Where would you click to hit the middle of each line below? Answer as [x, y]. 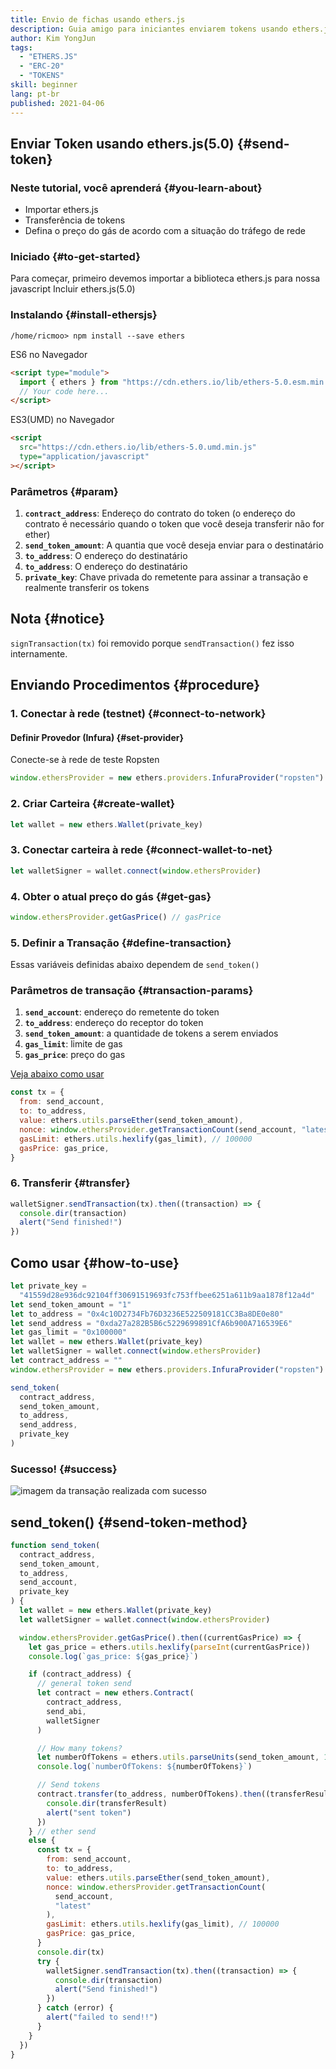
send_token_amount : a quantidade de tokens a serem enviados [151, 1033]
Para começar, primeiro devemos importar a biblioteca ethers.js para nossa [165, 278]
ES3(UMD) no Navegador [62, 420]
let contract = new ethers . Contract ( [115, 1693]
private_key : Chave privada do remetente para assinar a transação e [166, 577]
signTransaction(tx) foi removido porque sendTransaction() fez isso [152, 643]
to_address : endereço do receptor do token [114, 1023]
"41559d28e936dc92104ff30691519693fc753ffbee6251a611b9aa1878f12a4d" [167, 1295]
